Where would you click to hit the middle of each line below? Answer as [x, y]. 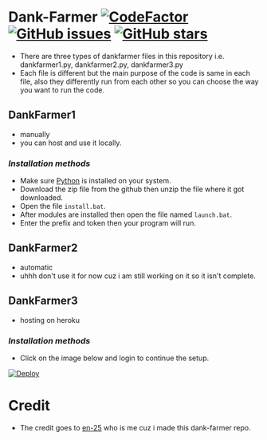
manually [35, 134]
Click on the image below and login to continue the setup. [114, 358]
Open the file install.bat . [63, 206]
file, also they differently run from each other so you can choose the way [139, 81]
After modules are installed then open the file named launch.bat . [126, 214]
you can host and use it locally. [71, 143]
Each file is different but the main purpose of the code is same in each [135, 73]
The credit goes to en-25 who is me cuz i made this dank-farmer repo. [135, 427]
